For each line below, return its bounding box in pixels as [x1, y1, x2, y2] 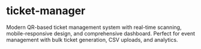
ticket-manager [6, 4, 86, 18]
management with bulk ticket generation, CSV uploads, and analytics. [6, 36, 178, 43]
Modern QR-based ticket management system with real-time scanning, [6, 24, 182, 31]
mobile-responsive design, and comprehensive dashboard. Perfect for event [6, 30, 196, 37]
